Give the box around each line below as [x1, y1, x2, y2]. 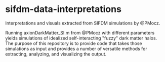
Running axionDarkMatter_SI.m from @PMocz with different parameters [5, 29, 155, 35]
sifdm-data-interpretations [5, 3, 121, 15]
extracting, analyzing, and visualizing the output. [5, 51, 107, 57]
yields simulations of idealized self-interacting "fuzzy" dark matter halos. [5, 35, 157, 41]
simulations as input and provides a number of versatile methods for [5, 45, 148, 51]
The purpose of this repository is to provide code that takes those [5, 40, 143, 46]
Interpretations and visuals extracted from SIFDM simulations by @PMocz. [5, 20, 160, 26]
